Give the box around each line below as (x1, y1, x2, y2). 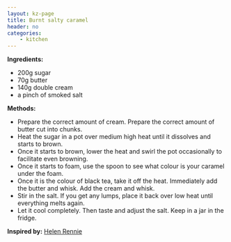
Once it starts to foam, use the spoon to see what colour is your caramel (17, 162, 225, 170)
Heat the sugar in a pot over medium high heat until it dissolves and (17, 133, 211, 141)
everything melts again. (17, 199, 85, 207)
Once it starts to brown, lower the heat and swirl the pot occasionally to (17, 147, 223, 156)
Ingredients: (7, 55, 44, 63)
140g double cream (17, 83, 73, 92)
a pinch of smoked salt (17, 91, 83, 99)
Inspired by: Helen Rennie (7, 227, 82, 236)
